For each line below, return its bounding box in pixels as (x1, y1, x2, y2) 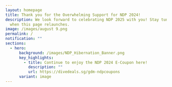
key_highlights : (18, 55, 54, 60)
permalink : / (5, 31, 33, 36)
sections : (5, 41, 27, 46)
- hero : (10, 46, 27, 51)
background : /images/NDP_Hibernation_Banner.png (18, 50, 125, 55)
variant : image (18, 74, 52, 79)
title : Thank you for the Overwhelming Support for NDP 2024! (5, 12, 141, 17)
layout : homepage (5, 7, 42, 13)
